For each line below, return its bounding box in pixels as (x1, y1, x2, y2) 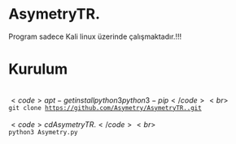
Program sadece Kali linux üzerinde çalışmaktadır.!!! (8, 32, 181, 41)
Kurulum (8, 60, 68, 78)
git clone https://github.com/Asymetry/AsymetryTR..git (8, 104, 202, 112)
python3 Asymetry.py (8, 128, 79, 136)
